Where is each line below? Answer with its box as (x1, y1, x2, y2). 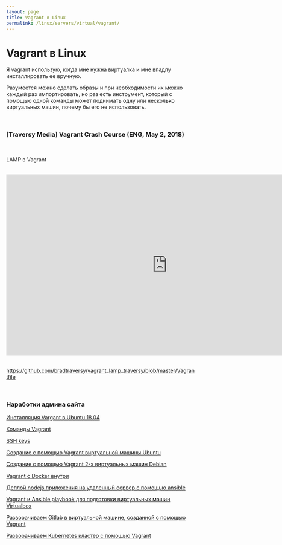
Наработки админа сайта (6, 400, 86, 408)
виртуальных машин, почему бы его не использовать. (6, 103, 146, 111)
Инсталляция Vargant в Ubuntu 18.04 (6, 413, 101, 421)
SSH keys (6, 437, 30, 444)
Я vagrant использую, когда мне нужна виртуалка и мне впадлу (6, 66, 171, 73)
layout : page (6, 8, 39, 15)
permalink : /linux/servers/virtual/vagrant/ (6, 20, 120, 26)
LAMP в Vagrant (6, 155, 47, 163)
